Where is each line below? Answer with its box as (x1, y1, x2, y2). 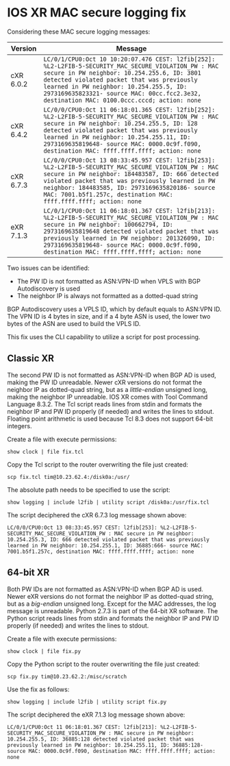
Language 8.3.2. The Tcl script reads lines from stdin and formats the (7, 399, 202, 408)
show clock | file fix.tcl (7, 448, 84, 455)
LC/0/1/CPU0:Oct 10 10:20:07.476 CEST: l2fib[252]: (43, 55, 216, 63)
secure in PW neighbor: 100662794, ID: (43, 221, 173, 228)
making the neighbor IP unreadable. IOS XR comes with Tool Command (7, 393, 208, 401)
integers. (7, 421, 32, 430)
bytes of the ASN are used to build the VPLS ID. (7, 319, 141, 328)
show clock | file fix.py (7, 647, 81, 655)
